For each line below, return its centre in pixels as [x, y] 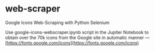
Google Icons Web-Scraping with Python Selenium [57, 22]
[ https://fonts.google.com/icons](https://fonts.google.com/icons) [72, 42]
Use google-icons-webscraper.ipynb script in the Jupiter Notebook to [77, 32]
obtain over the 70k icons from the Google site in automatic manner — [77, 37]
